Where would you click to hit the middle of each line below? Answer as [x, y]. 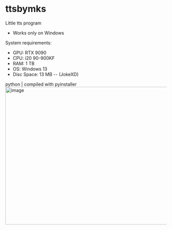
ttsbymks [26, 9]
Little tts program [24, 23]
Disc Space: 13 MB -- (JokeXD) [46, 74]
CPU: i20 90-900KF [34, 58]
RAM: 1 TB [24, 63]
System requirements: [29, 43]
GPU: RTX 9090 [30, 53]
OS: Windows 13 [30, 69]
